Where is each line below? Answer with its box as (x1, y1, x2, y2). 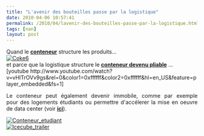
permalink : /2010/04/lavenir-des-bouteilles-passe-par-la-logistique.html (6, 20, 200, 26)
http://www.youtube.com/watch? (30, 67, 113, 75)
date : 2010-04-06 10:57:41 (6, 15, 75, 21)
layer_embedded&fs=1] (6, 80, 64, 88)
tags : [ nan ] (6, 25, 36, 32)
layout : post (6, 32, 39, 38)
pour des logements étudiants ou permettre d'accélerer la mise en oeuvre (6, 98, 198, 106)
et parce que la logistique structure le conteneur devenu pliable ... (6, 61, 173, 69)
